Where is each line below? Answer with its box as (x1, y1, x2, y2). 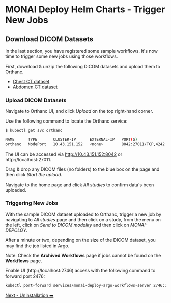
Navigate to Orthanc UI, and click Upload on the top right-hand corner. (5, 108, 154, 114)
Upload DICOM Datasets (5, 97, 67, 104)
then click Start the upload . (5, 171, 63, 177)
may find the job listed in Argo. (5, 243, 70, 249)
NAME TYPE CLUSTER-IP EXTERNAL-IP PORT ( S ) (5, 137, 138, 142)
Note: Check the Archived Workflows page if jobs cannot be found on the (5, 253, 161, 259)
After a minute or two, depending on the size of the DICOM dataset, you (5, 237, 156, 244)
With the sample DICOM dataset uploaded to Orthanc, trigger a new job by (5, 211, 162, 217)
